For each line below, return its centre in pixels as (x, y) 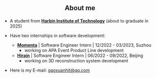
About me (80, 8)
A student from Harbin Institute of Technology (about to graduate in (79, 21)
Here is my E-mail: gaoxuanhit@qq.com (50, 70)
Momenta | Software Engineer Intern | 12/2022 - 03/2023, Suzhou (84, 45)
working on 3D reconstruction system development (76, 61)
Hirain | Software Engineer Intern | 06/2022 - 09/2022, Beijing (80, 55)
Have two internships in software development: (57, 36)
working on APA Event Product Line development (74, 51)
